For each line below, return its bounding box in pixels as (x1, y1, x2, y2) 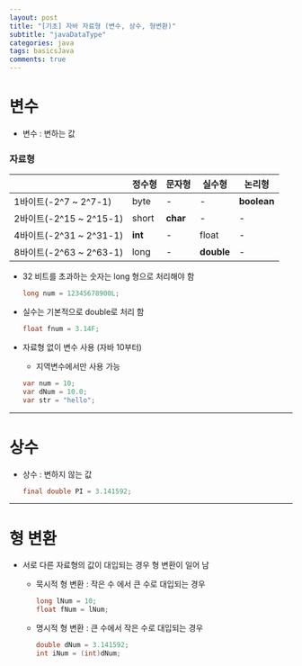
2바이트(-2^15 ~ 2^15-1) (13, 212, 124, 225)
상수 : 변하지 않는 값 (22, 469, 93, 480)
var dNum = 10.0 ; (22, 387, 88, 396)
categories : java (9, 38, 75, 48)
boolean (238, 195, 275, 208)
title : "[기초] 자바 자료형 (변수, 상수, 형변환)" (9, 22, 177, 31)
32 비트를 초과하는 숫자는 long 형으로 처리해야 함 (22, 271, 195, 282)
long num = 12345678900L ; (22, 289, 120, 298)
